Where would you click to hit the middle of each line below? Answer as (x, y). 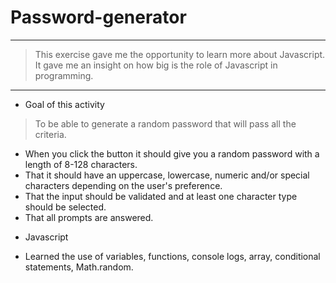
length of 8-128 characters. (81, 164)
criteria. (50, 134)
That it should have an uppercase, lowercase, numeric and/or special (167, 175)
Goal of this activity (64, 104)
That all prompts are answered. (89, 217)
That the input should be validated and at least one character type (161, 196)
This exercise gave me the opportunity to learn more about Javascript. (180, 54)
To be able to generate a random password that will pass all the (165, 123)
